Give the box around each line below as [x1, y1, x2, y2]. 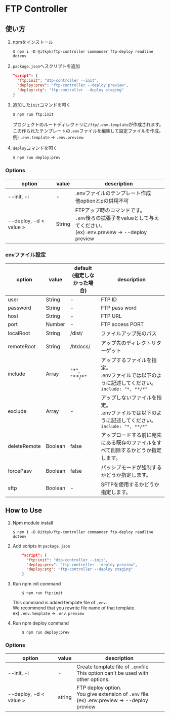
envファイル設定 [5, 251, 46, 258]
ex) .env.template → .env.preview [12, 610, 84, 616]
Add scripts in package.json [12, 543, 70, 549]
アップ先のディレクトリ [101, 339, 157, 346]
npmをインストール [12, 39, 53, 45]
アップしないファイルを [101, 394, 157, 401]
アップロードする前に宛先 [101, 431, 162, 438]
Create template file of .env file [76, 663, 149, 670]
